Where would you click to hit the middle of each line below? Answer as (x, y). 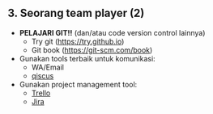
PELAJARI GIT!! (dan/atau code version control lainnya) (112, 32)
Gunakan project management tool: (78, 84)
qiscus (43, 75)
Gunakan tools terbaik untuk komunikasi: (87, 58)
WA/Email (47, 67)
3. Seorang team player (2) (76, 13)
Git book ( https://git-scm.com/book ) (92, 50)
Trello (41, 93)
